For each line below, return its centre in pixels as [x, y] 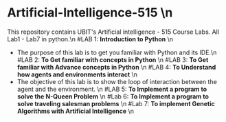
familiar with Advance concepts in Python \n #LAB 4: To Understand [116, 67]
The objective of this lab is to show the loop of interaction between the [117, 81]
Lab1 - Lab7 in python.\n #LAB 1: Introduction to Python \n [90, 39]
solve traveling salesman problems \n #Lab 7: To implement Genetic [116, 103]
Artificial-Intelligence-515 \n [90, 13]
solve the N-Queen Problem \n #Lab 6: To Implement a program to [113, 96]
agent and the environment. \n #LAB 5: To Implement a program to [112, 89]
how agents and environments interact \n [77, 74]
